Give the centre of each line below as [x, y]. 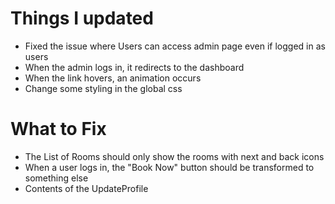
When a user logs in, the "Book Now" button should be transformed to [169, 167]
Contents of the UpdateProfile [86, 188]
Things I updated [82, 18]
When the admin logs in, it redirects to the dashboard [134, 67]
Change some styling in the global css [103, 88]
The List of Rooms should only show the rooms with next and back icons [174, 156]
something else [56, 178]
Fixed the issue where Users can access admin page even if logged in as [175, 46]
